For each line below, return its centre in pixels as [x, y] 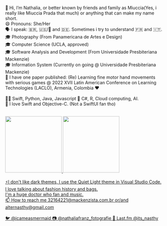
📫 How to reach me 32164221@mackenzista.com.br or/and [67, 200]
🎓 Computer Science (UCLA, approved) [47, 44]
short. [11, 18]
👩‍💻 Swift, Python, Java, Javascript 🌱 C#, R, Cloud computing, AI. [72, 98]
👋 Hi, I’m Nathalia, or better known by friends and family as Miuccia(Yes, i [81, 8]
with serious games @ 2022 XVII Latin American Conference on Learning [81, 82]
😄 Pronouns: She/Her [28, 24]
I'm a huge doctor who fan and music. [44, 194]
